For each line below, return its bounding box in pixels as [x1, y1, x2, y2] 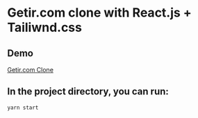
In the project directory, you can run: [7, 85, 169, 98]
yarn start [7, 104, 39, 111]
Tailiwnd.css [7, 19, 82, 35]
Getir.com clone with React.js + [7, 5, 192, 21]
